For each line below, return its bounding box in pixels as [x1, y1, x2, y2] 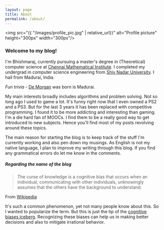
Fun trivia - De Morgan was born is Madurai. [5, 84, 95, 90]
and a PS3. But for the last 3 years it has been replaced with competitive [5, 104, 152, 110]
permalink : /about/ [5, 16, 45, 21]
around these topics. [5, 125, 47, 131]
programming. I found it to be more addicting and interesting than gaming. [5, 109, 156, 115]
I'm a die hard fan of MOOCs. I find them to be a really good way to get [5, 114, 150, 120]
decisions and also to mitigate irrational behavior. [5, 219, 105, 225]
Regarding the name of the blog [5, 161, 72, 167]
